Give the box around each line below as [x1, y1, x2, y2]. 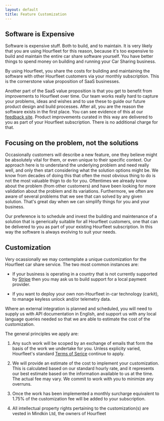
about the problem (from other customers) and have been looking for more [5, 183, 156, 189]
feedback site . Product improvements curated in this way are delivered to [5, 114, 153, 120]
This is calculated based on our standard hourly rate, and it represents [12, 365, 154, 371]
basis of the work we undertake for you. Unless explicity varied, [12, 345, 141, 351]
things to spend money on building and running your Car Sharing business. [5, 58, 157, 64]
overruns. [12, 381, 32, 387]
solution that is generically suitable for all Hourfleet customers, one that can [5, 219, 158, 225]
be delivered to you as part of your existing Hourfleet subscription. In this [5, 224, 153, 230]
